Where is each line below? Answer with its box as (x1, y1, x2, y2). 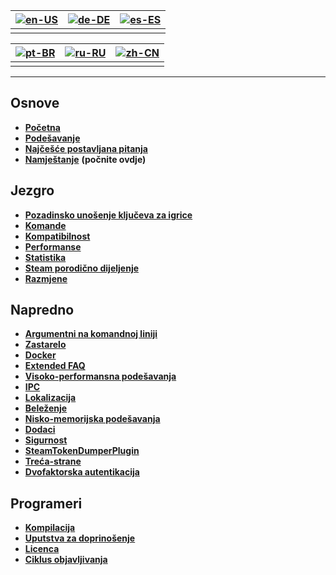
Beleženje (24, 402, 68, 414)
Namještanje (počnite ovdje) (24, 153, 147, 165)
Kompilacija (24, 522, 76, 534)
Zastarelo (24, 339, 67, 351)
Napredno (10, 302, 75, 319)
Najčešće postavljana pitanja (24, 142, 148, 154)
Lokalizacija (24, 392, 77, 404)
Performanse (24, 240, 82, 253)
